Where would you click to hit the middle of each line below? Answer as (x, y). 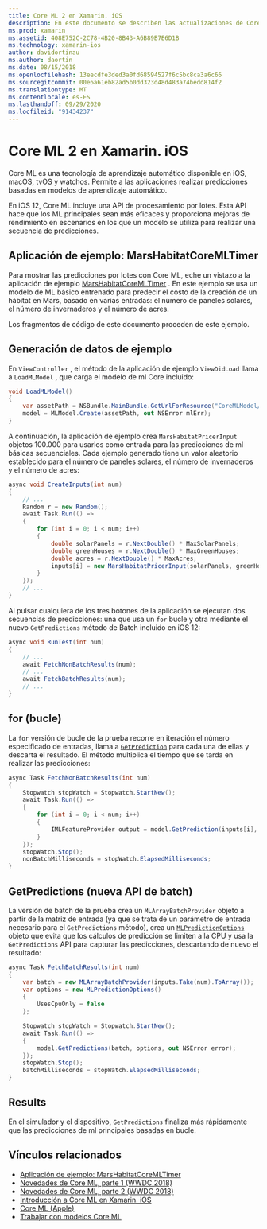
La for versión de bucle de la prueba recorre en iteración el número (119, 737)
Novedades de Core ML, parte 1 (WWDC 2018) (96, 1183)
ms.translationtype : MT (48, 89)
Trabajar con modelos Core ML (70, 1216)
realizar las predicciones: (49, 763)
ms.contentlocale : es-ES (49, 97)
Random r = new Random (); (66, 507)
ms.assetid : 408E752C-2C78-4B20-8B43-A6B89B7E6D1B (94, 38)
